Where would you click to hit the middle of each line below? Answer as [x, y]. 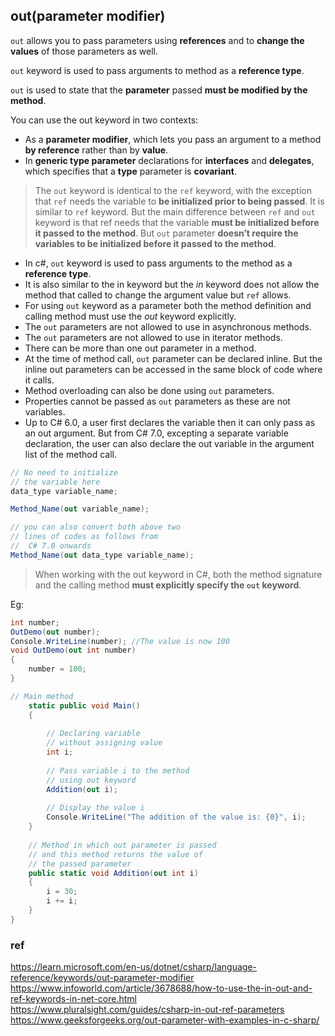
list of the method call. [70, 454]
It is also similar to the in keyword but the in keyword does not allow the [172, 284]
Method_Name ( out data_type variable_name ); [102, 555]
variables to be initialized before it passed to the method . [155, 243]
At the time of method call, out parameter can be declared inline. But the [173, 358]
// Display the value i [95, 808]
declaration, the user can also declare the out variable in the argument [169, 443]
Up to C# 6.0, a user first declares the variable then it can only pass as [170, 422]
